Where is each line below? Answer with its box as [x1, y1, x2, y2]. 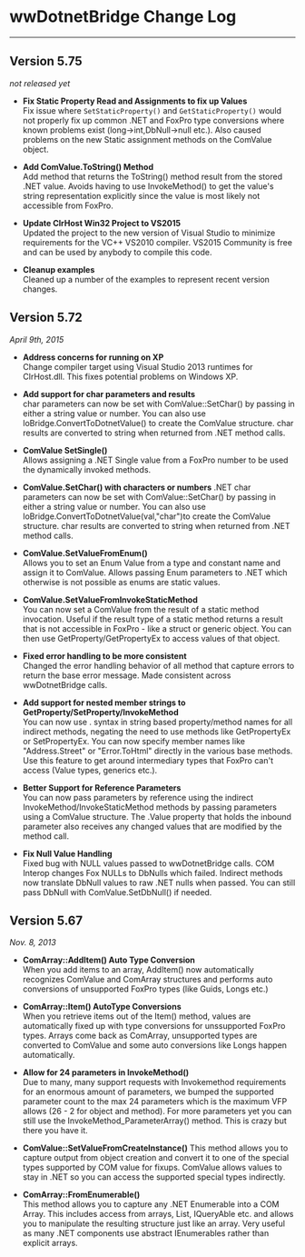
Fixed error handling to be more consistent [22, 650, 188, 661]
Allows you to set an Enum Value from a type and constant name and [22, 557, 281, 568]
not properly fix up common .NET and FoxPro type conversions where [22, 115, 285, 125]
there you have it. [22, 1125, 88, 1136]
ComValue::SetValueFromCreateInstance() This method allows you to [22, 1142, 289, 1153]
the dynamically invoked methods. [22, 464, 152, 474]
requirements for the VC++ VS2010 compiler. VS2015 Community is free [22, 236, 293, 247]
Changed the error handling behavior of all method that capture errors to [22, 660, 295, 671]
